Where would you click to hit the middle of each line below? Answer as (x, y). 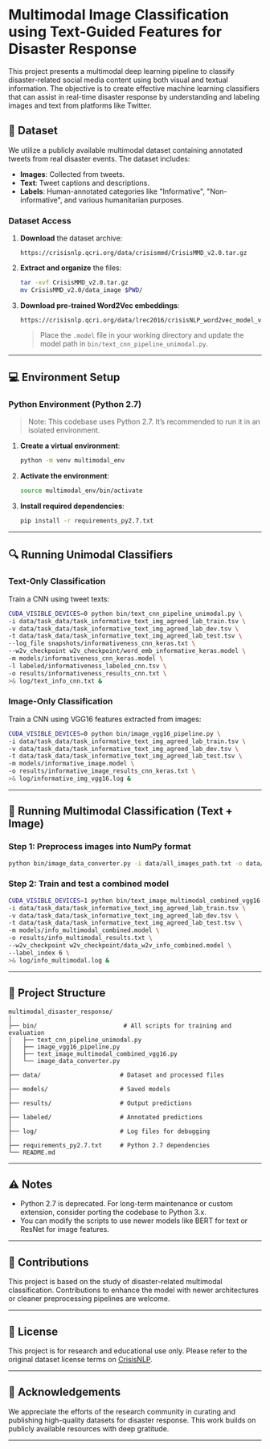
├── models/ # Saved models (90, 1089)
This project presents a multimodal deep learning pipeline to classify (121, 71)
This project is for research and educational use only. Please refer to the (128, 1350)
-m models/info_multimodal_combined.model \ (84, 930)
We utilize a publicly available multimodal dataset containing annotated (126, 150)
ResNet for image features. (65, 1229)
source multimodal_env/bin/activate (81, 491)
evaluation (27, 1032)
